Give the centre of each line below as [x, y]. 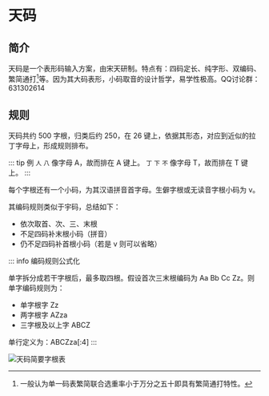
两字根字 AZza [44, 315]
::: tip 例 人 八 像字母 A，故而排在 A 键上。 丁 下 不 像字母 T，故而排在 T [124, 163]
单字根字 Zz [39, 305]
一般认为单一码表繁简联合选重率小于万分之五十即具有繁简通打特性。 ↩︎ [136, 384]
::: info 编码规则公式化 [44, 261]
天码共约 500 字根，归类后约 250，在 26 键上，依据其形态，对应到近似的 [129, 135]
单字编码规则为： [36, 288]
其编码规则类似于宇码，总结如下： [64, 207]
